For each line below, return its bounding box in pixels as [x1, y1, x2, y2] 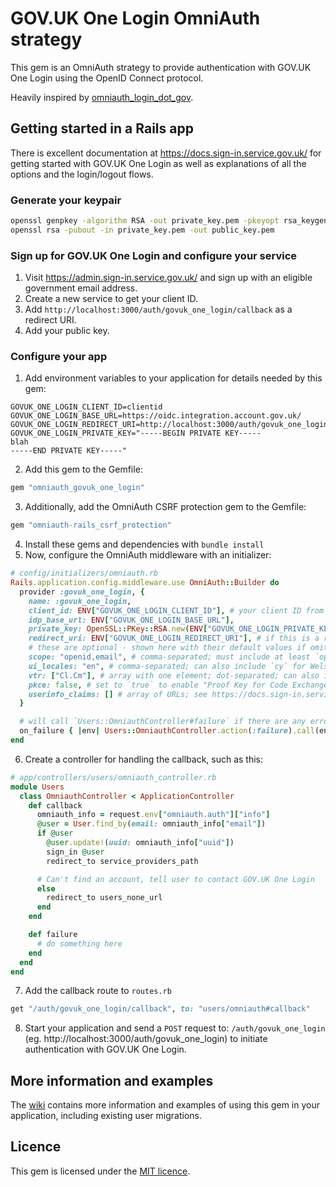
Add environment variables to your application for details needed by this [24, 372, 323, 384]
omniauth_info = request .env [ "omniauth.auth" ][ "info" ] [36, 810, 271, 820]
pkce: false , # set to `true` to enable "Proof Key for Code [28, 680, 288, 690]
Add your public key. [24, 325, 110, 337]
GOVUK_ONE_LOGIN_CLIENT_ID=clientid [10, 402, 163, 412]
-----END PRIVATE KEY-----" [10, 446, 128, 456]
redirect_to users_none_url [46, 893, 163, 903]
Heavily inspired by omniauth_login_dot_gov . [10, 91, 194, 103]
